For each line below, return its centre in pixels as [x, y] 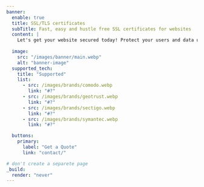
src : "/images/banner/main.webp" [59, 57]
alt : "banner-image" [43, 63]
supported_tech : [32, 68]
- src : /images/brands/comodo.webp [67, 86]
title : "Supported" [42, 74]
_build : [16, 169]
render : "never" [32, 175]
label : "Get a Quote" [50, 147]
